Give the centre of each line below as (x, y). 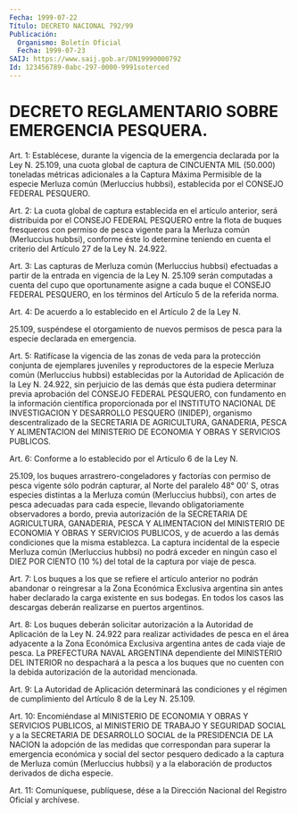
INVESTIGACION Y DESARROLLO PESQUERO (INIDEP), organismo (131, 413)
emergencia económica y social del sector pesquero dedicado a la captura (147, 754)
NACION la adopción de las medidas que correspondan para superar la (140, 744)
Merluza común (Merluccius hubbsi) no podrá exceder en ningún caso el (143, 551)
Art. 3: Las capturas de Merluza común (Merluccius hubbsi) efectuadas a (144, 265)
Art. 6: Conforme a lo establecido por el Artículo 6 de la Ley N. (124, 458)
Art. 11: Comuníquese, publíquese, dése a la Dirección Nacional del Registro (148, 790)
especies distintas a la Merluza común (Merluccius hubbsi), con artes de (143, 495)
